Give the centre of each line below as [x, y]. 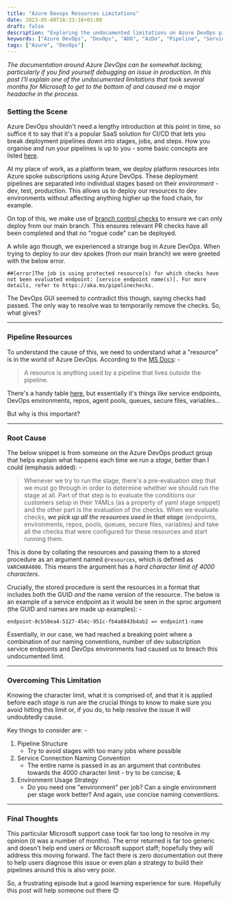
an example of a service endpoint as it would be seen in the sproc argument [114, 602]
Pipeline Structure [42, 743]
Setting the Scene [37, 112]
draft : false [26, 26]
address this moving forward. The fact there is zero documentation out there [115, 855]
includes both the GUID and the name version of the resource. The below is [114, 594]
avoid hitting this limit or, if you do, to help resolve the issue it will [99, 710]
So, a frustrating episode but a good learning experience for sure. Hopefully [114, 883]
